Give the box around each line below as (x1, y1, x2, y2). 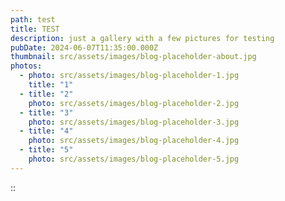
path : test (10, 14, 56, 25)
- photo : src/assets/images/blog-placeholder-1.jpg (19, 71, 240, 81)
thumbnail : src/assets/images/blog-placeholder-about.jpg (10, 52, 257, 62)
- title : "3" (19, 107, 74, 118)
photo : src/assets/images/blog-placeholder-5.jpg (28, 154, 240, 164)
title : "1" (28, 80, 74, 90)
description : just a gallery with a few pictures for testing (10, 33, 275, 43)
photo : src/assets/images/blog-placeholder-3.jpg (28, 117, 240, 127)
